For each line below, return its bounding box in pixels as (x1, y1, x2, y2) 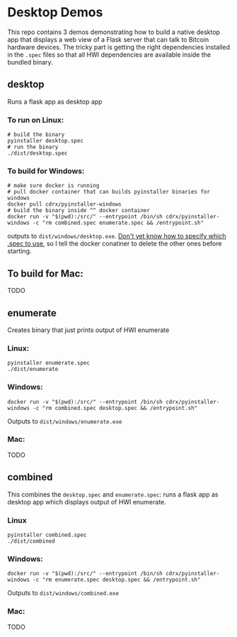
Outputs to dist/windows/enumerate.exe (7, 416, 122, 426)
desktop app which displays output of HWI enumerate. (7, 497, 166, 506)
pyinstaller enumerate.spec (7, 360, 91, 367)
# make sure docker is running (7, 182, 100, 189)
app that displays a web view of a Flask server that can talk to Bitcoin (7, 35, 209, 43)
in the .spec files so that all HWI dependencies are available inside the (7, 50, 211, 59)
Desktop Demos (7, 4, 103, 21)
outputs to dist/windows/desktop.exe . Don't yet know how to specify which (7, 232, 226, 240)
